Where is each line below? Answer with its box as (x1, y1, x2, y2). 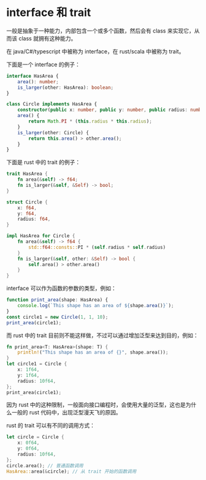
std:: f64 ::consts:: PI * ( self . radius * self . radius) (28, 244, 166, 250)
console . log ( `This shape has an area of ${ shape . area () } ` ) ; (17, 303, 174, 309)
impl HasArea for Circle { (6, 233, 75, 239)
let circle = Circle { (6, 434, 64, 440)
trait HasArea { (6, 171, 48, 177)
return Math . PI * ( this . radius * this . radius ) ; (28, 118, 152, 124)
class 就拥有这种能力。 (18, 34, 77, 42)
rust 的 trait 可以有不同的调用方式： (6, 422, 96, 429)
